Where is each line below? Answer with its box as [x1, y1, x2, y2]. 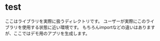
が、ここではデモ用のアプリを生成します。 [5, 30, 90, 36]
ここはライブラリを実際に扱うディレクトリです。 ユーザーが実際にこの [5, 18, 146, 24]
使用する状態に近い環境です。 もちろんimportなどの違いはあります [21, 24, 156, 30]
